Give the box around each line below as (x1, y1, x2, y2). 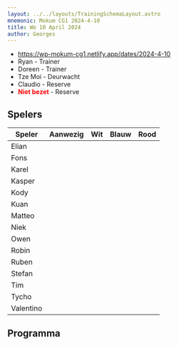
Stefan (11, 268, 33, 278)
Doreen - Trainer (17, 65, 67, 73)
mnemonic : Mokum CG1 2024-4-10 (7, 17, 100, 24)
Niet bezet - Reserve (17, 88, 80, 96)
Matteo (11, 211, 35, 221)
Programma (7, 327, 61, 340)
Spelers (7, 108, 43, 120)
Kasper (11, 176, 36, 186)
